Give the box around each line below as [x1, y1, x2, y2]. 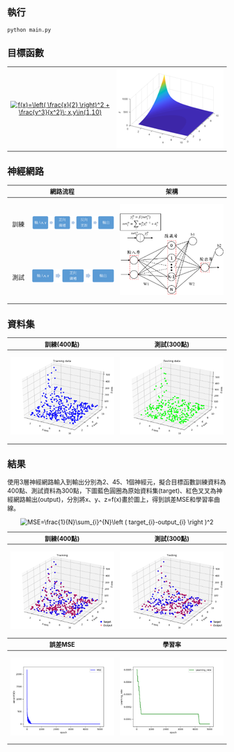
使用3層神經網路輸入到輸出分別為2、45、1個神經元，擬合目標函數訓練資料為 [7, 478, 226, 486]
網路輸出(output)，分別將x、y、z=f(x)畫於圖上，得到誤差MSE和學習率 [13, 496, 214, 504]
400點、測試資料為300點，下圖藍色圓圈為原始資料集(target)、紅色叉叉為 [7, 486, 217, 495]
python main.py [7, 26, 52, 33]
